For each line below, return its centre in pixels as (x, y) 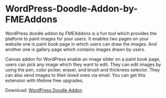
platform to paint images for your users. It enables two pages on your (77, 39)
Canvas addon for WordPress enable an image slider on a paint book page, (83, 59)
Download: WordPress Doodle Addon (44, 90)
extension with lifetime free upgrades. (45, 80)
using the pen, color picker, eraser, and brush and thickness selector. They (82, 70)
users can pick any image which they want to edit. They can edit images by (83, 64)
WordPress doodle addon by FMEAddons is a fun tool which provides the (81, 33)
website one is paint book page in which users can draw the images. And (81, 44)
